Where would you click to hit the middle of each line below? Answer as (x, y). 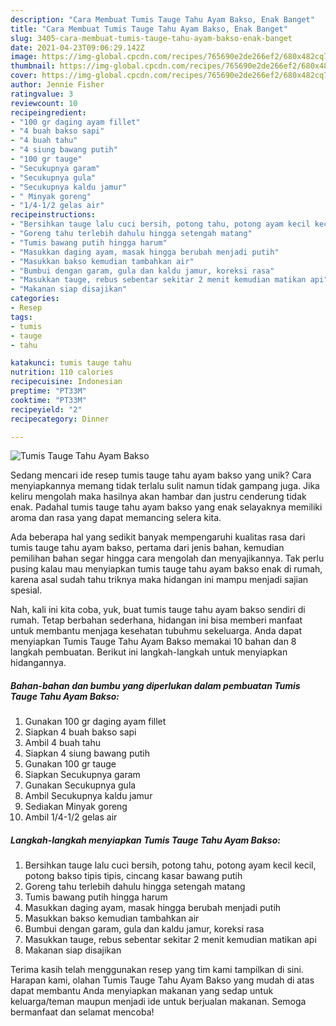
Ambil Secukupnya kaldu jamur (88, 796)
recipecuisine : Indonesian (66, 382)
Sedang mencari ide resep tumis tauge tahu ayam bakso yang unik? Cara (161, 475)
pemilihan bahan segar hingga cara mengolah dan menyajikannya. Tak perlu (167, 558)
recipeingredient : (48, 112)
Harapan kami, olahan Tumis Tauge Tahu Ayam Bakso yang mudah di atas (162, 980)
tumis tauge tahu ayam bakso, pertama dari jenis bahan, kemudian (147, 548)
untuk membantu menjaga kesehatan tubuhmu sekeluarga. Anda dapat (156, 631)
